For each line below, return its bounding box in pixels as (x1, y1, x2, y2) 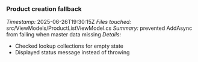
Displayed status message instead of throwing (14, 49, 130, 56)
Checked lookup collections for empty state (14, 42, 123, 49)
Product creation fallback (6, 5, 82, 13)
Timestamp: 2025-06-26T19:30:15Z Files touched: (6, 18, 131, 26)
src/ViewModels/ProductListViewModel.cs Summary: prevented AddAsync (6, 24, 193, 32)
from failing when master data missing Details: (6, 31, 122, 38)
